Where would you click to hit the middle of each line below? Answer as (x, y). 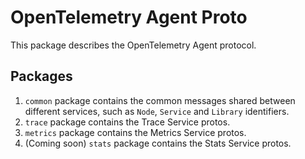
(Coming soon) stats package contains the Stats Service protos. (158, 143)
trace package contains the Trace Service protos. (127, 122)
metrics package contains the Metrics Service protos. (135, 132)
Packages (41, 76)
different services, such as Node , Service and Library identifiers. (157, 111)
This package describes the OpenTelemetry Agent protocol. (133, 45)
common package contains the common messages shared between (160, 100)
